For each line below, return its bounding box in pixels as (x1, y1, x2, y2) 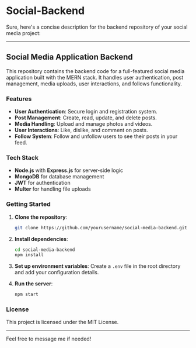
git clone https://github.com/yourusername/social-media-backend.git (14, 225, 188, 230)
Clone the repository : (14, 213, 68, 220)
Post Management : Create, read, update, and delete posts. (14, 114, 157, 121)
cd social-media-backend (14, 247, 75, 253)
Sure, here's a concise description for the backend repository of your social (6, 23, 188, 30)
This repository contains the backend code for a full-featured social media (6, 67, 185, 74)
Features (6, 95, 32, 103)
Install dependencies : (14, 235, 68, 242)
